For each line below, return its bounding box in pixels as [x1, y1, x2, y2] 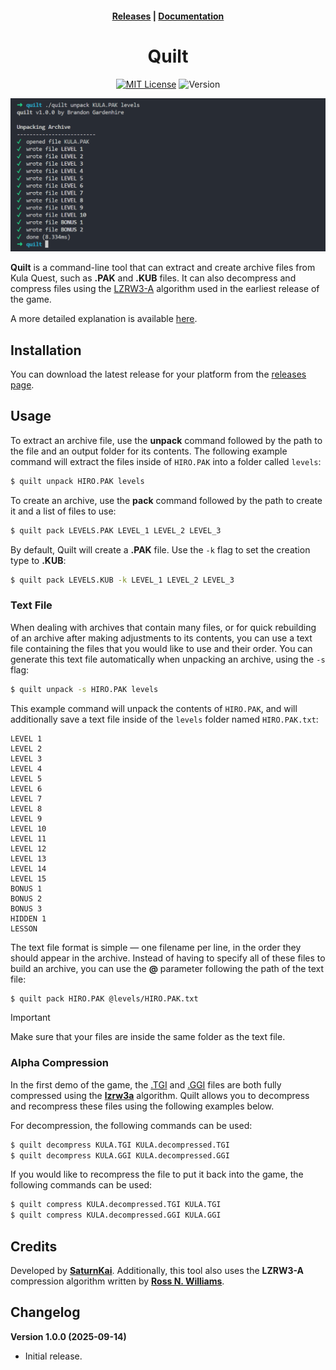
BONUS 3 [10, 903, 43, 914]
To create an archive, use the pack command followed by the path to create [10, 494, 323, 506]
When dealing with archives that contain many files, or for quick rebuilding [10, 621, 317, 633]
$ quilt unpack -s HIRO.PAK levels [10, 684, 159, 694]
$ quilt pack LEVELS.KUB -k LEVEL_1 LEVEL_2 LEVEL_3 [10, 575, 235, 585]
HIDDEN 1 [10, 913, 47, 924]
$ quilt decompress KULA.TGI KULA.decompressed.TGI [10, 1140, 230, 1150]
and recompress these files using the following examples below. [10, 1100, 275, 1112]
